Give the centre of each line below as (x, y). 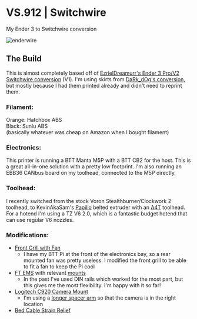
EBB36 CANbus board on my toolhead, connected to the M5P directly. (91, 173)
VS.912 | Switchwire (56, 13)
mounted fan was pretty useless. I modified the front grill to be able (105, 260)
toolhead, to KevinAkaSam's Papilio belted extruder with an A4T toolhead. (96, 207)
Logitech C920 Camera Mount (51, 291)
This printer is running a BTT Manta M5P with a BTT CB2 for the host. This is (98, 160)
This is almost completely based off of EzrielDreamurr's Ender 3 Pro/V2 (93, 73)
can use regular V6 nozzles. (40, 220)
